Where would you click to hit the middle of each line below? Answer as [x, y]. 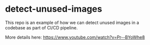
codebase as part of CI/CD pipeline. [41, 27]
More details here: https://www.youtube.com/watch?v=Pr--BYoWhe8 [75, 37]
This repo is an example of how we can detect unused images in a [72, 22]
